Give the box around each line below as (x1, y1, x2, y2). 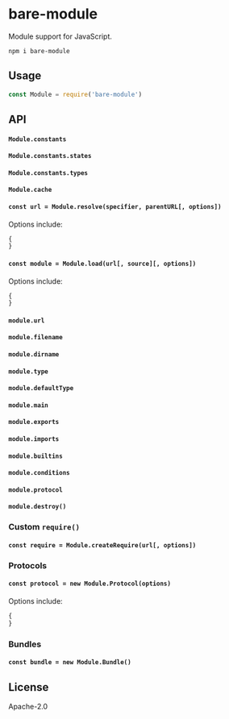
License (8, 680, 49, 694)
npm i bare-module (8, 47, 70, 55)
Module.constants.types (8, 168, 89, 177)
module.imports (8, 435, 60, 443)
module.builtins (8, 452, 63, 460)
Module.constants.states (8, 152, 92, 160)
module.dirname (8, 351, 60, 359)
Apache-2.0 (8, 702, 48, 712)
